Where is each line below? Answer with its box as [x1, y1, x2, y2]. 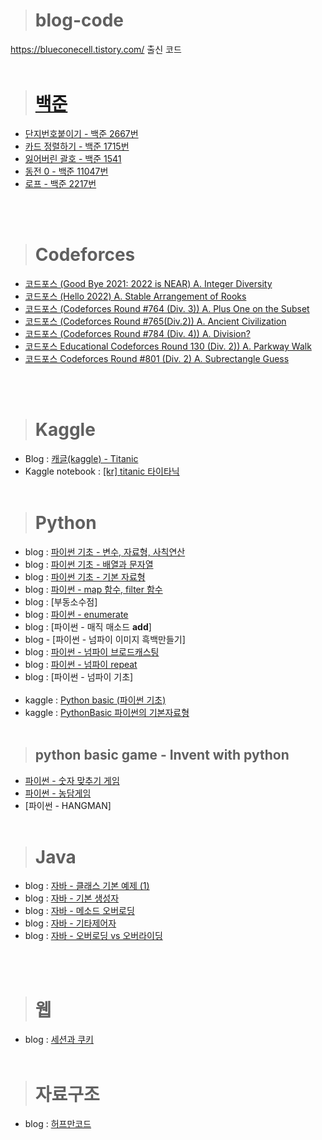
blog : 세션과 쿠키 [24, 1034, 94, 1046]
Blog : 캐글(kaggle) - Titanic [24, 452, 139, 464]
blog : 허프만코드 [24, 1118, 92, 1130]
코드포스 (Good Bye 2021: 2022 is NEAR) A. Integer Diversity [24, 277, 273, 289]
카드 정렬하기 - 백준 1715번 [24, 140, 130, 152]
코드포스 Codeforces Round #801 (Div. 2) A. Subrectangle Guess [24, 352, 290, 364]
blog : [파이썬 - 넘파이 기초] [24, 670, 134, 683]
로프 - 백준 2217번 [24, 177, 97, 189]
